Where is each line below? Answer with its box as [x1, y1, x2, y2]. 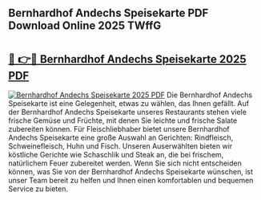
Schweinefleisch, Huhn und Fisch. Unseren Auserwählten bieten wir [8, 141, 233, 151]
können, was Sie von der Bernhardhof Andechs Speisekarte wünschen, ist [8, 167, 254, 176]
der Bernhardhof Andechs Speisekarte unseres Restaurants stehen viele [8, 108, 247, 116]
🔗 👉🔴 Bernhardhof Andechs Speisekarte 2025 [8, 52, 247, 66]
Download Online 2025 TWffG [8, 19, 162, 33]
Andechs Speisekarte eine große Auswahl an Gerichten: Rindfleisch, [8, 133, 234, 142]
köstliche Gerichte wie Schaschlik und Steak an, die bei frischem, [8, 150, 224, 159]
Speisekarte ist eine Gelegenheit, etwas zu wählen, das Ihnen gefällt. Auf [8, 99, 250, 108]
